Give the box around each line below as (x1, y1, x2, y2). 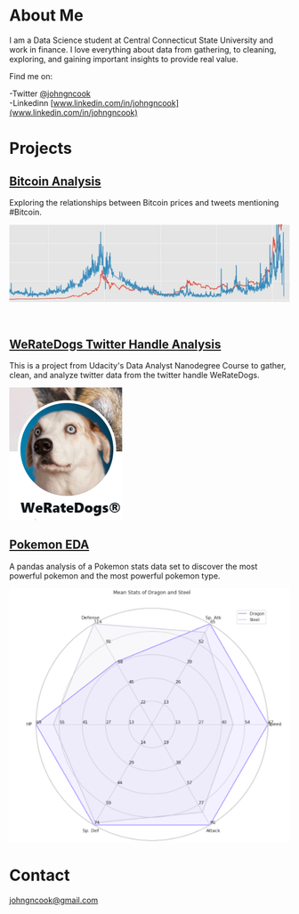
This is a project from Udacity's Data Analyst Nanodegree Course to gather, (9, 360, 287, 370)
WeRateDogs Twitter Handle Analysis (9, 336, 222, 352)
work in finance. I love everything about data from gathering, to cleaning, (9, 44, 277, 54)
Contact (9, 865, 70, 886)
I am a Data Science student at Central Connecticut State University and (9, 35, 274, 45)
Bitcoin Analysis (9, 174, 101, 189)
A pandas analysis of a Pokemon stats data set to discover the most (9, 561, 258, 571)
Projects (9, 139, 73, 158)
